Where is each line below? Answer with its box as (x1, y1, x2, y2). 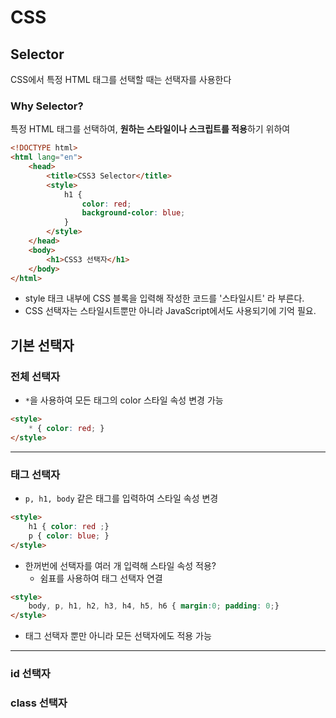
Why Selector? (10, 99, 84, 113)
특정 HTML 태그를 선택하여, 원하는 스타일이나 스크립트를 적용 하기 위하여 (10, 123, 291, 135)
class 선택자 (10, 696, 68, 710)
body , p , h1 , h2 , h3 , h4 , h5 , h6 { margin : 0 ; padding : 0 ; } (28, 601, 280, 611)
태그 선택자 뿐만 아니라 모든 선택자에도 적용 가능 (24, 630, 212, 642)
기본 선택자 (10, 337, 75, 354)
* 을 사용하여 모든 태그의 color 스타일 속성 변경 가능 (24, 394, 224, 406)
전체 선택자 (10, 369, 61, 383)
